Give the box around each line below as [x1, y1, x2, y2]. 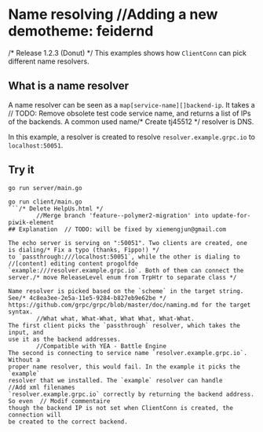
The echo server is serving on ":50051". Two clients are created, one [8, 239, 247, 247]
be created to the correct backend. [8, 418, 128, 426]
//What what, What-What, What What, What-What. [36, 314, 195, 323]
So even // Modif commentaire [8, 397, 111, 405]
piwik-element [8, 218, 55, 226]
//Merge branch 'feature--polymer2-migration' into [36, 211, 210, 219]
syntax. [8, 308, 34, 316]
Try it [8, 163, 35, 177]
